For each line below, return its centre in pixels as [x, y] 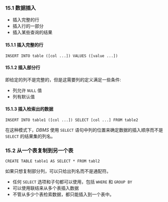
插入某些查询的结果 [32, 32]
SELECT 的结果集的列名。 [30, 136]
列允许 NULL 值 [27, 90]
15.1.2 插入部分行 [23, 68]
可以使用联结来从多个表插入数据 [46, 188]
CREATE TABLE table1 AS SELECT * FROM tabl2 [53, 161]
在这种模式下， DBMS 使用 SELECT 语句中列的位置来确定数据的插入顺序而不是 [84, 130]
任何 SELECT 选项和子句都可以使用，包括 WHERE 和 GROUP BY [72, 182]
